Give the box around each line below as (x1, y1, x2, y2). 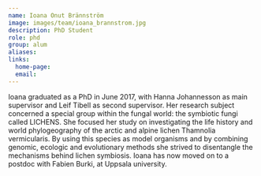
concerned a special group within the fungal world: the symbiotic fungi (8, 108, 238, 118)
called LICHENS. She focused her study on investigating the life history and (8, 117, 253, 126)
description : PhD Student (8, 26, 93, 34)
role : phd (8, 33, 41, 42)
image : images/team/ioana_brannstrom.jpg (8, 19, 147, 27)
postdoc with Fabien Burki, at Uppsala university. (8, 159, 167, 168)
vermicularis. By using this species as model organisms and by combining (8, 133, 248, 143)
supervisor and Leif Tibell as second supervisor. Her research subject (8, 100, 235, 110)
